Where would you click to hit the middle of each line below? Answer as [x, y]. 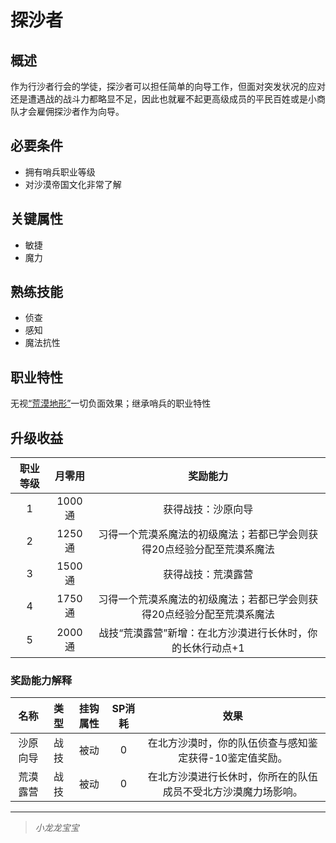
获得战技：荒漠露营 [208, 574]
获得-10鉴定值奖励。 [238, 758]
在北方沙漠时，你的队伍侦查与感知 [227, 743]
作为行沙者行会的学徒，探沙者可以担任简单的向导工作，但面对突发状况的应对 [168, 86]
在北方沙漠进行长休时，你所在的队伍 [232, 777]
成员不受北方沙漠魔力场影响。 [232, 792]
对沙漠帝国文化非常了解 [73, 184]
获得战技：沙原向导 [208, 509]
